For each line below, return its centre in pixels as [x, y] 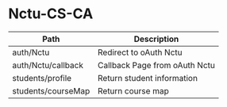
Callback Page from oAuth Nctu [157, 65]
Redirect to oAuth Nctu [140, 52]
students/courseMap [51, 90]
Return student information [148, 78]
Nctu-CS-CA [51, 14]
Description [156, 39]
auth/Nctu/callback [48, 65]
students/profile [42, 78]
